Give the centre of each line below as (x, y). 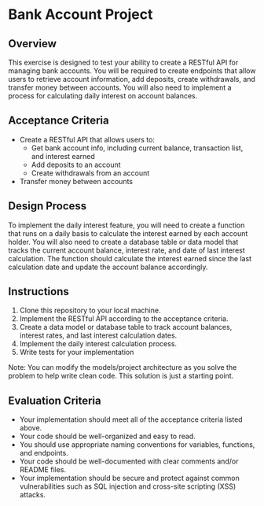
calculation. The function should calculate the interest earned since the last (130, 258)
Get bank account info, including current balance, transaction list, (137, 148)
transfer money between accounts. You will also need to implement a (120, 87)
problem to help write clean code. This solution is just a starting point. (121, 376)
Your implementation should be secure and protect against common (129, 478)
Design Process (48, 206)
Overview (33, 44)
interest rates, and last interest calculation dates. (98, 335)
